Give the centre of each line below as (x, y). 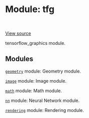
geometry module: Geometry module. (43, 71)
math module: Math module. (34, 91)
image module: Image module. (36, 81)
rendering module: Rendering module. (45, 110)
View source (18, 33)
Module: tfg (30, 9)
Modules (19, 59)
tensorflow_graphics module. (35, 43)
